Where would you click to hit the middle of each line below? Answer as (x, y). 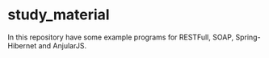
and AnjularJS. (62, 45)
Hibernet (22, 45)
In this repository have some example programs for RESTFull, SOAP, (121, 37)
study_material (59, 15)
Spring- (248, 37)
